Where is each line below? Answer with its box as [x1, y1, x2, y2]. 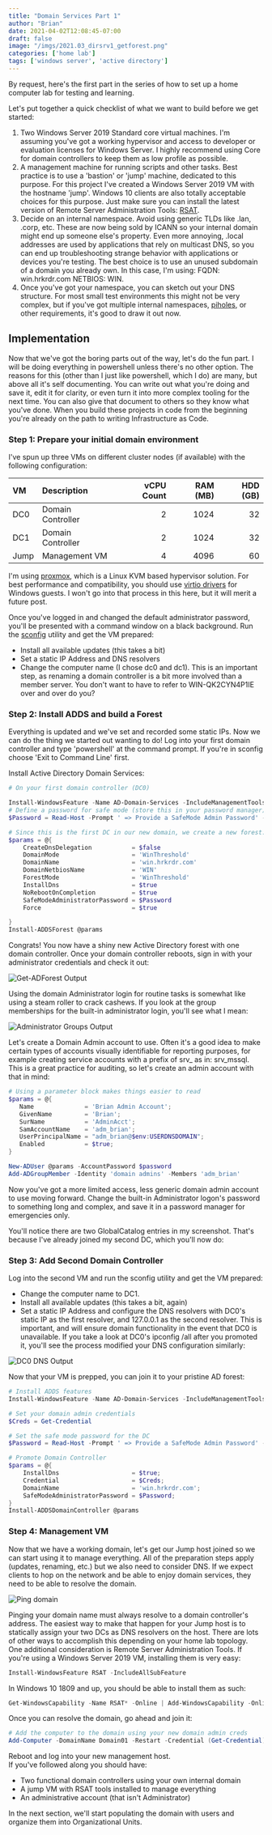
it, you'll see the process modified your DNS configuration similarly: [19, 1340, 245, 1350]
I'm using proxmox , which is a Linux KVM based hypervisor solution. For [8, 571, 249, 580]
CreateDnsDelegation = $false [23, 843, 161, 852]
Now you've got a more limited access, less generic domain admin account [8, 1184, 259, 1194]
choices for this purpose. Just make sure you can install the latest [19, 196, 240, 206]
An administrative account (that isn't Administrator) [19, 1793, 191, 1803]
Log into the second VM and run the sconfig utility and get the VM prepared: [8, 1273, 263, 1283]
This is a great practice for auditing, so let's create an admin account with [8, 1064, 254, 1073]
